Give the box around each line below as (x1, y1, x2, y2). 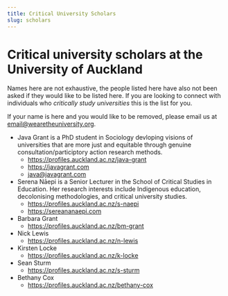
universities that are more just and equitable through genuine (17, 140, 192, 149)
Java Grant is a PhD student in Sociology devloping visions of (17, 133, 193, 142)
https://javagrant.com (27, 163, 90, 171)
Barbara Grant (17, 215, 58, 223)
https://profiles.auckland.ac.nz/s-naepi (27, 199, 139, 208)
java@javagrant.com (27, 170, 87, 179)
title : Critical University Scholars (7, 10, 116, 17)
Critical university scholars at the (7, 47, 203, 63)
